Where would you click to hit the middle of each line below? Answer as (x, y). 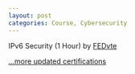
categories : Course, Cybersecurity (68, 23)
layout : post (30, 16)
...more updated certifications (57, 61)
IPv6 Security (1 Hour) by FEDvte (63, 45)
